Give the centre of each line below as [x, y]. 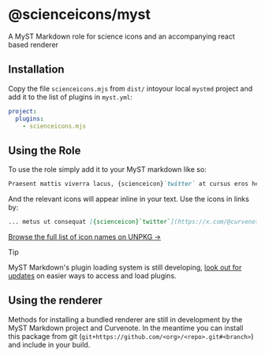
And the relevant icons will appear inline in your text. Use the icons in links [129, 199]
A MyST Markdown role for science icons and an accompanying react [121, 36]
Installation [36, 70]
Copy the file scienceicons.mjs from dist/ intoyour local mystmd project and [131, 88]
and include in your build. [49, 344]
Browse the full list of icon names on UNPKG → [85, 236]
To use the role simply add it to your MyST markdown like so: [107, 169]
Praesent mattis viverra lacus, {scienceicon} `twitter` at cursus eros [128, 184]
